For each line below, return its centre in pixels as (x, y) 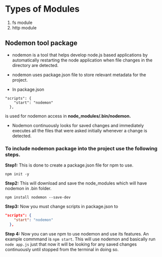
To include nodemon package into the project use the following (81, 149)
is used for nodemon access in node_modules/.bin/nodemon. (68, 116)
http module (24, 27)
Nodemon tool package (41, 43)
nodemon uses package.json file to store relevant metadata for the (79, 75)
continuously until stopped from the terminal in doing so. (62, 249)
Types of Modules (42, 9)
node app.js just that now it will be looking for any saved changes (71, 244)
